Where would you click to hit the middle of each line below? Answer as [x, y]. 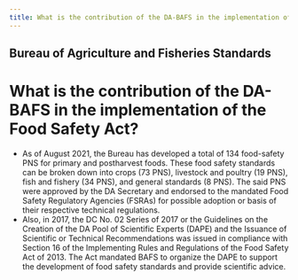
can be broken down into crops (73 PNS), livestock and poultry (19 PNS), [155, 172]
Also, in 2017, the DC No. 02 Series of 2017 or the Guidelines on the [145, 219]
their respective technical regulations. [91, 210]
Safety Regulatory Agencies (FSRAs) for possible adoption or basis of [149, 200]
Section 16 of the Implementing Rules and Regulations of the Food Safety [155, 247]
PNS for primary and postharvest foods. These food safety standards [149, 163]
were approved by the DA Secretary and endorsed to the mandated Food [155, 191]
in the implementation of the [160, 110]
